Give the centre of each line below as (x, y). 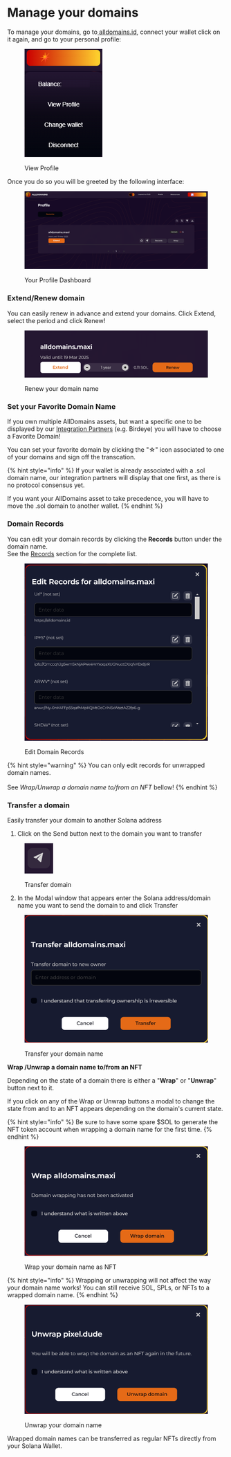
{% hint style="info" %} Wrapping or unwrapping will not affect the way (109, 1280)
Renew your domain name (62, 389)
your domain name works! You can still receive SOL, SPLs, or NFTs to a (108, 1288)
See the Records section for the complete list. (72, 553)
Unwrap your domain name (63, 1425)
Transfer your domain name (64, 1054)
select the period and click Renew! (56, 320)
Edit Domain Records (54, 751)
